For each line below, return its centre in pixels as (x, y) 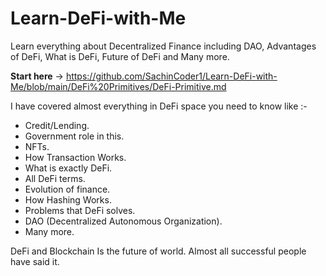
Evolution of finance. (67, 189)
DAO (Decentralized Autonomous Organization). (123, 221)
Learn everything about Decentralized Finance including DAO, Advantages (163, 46)
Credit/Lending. (57, 125)
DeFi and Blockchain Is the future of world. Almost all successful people (158, 251)
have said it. (35, 261)
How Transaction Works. (75, 157)
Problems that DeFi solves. (80, 210)
